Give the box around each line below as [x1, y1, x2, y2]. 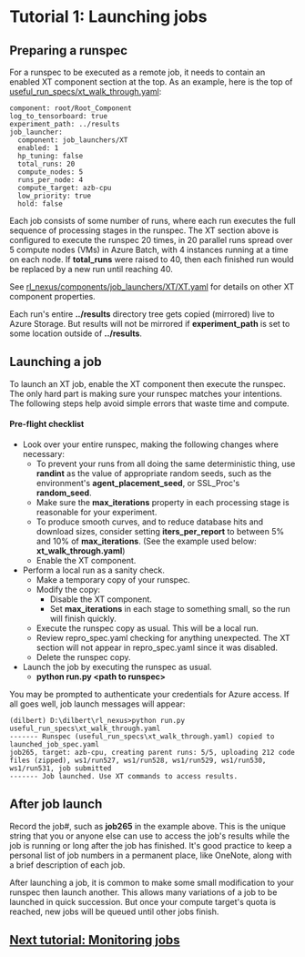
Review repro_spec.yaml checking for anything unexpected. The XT [36, 633, 290, 644]
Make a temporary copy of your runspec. [36, 575, 191, 585]
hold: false [17, 199, 64, 209]
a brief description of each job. [9, 859, 126, 870]
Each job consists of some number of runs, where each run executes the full [9, 216, 296, 226]
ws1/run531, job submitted [9, 764, 112, 773]
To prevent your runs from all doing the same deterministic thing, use [36, 458, 296, 470]
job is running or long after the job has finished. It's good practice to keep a [9, 840, 292, 850]
